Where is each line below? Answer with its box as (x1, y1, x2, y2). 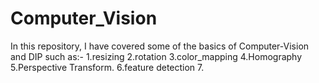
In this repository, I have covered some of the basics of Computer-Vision (10, 40, 310, 52)
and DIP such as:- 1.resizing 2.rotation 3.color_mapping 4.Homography (10, 50, 303, 62)
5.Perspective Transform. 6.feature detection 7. (10, 61, 205, 73)
